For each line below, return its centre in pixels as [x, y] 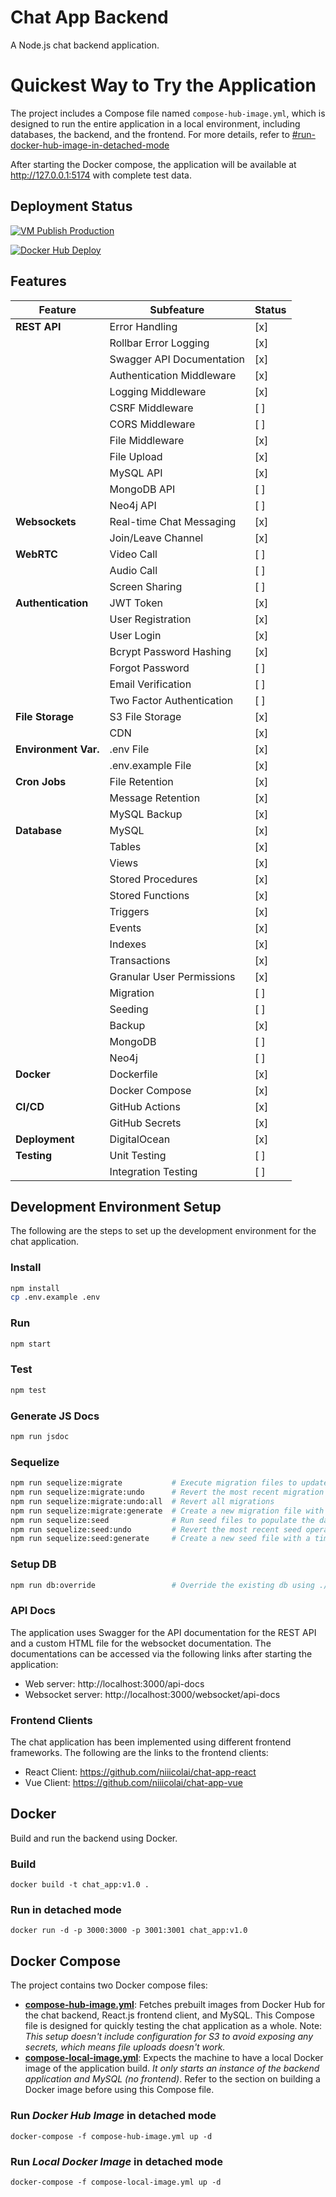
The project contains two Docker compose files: [109, 1985]
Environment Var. [57, 749]
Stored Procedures [153, 879]
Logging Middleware [158, 391]
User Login [135, 635]
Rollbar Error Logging [159, 343]
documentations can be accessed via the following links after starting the [161, 1653]
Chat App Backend [89, 17]
